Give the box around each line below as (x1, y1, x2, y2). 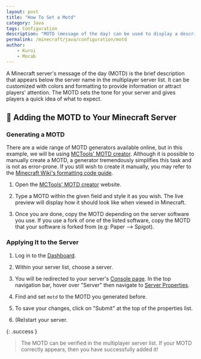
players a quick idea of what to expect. (6, 95, 102, 102)
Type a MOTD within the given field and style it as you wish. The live (14, 193, 184, 200)
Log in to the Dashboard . (14, 252, 77, 259)
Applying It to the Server (6, 238, 79, 247)
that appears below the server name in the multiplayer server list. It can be (6, 76, 190, 83)
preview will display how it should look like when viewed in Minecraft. (14, 199, 186, 206)
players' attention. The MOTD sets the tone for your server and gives (6, 89, 176, 96)
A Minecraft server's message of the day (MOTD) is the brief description (6, 69, 185, 77)
